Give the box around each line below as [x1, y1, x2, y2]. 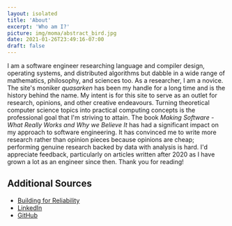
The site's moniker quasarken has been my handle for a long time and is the [7, 84, 226, 92]
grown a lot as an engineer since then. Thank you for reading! [7, 158, 185, 166]
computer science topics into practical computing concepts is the [7, 106, 196, 114]
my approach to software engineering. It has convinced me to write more [7, 128, 217, 136]
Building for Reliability [17, 196, 80, 204]
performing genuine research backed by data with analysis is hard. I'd [7, 143, 208, 151]
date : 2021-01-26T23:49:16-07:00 [7, 36, 105, 43]
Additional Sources [7, 178, 92, 190]
